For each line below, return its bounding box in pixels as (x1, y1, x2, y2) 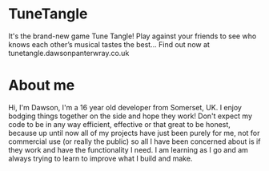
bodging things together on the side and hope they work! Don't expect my (8, 111, 252, 121)
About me (8, 77, 75, 94)
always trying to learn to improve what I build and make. (8, 153, 193, 163)
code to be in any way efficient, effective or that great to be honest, (8, 119, 231, 129)
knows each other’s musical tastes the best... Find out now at (8, 39, 211, 49)
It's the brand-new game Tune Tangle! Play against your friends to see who (8, 31, 257, 41)
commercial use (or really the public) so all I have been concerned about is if (8, 137, 261, 146)
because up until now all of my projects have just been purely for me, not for (8, 128, 260, 137)
